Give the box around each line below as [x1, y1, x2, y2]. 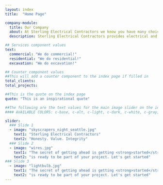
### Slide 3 [5, 159, 29, 164]
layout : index [5, 7, 34, 12]
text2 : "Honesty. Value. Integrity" [14, 136, 88, 141]
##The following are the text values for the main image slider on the [5, 105, 153, 110]
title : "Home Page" [5, 12, 47, 17]
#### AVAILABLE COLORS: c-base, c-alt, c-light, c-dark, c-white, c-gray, [5, 110, 160, 115]
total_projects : [5, 83, 38, 88]
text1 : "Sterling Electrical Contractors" [14, 132, 101, 137]
